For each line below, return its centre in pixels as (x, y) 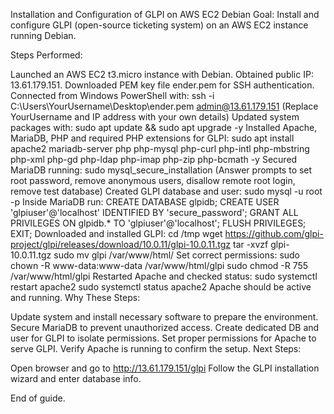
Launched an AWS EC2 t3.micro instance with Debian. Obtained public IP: (162, 74)
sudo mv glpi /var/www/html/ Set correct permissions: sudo (177, 255)
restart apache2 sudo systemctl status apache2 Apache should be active (161, 287)
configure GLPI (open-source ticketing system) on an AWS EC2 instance (159, 25)
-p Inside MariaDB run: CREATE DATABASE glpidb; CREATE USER (145, 202)
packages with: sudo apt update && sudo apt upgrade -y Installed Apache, (164, 127)
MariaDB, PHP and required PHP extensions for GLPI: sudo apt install (152, 138)
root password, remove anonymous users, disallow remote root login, (153, 180)
